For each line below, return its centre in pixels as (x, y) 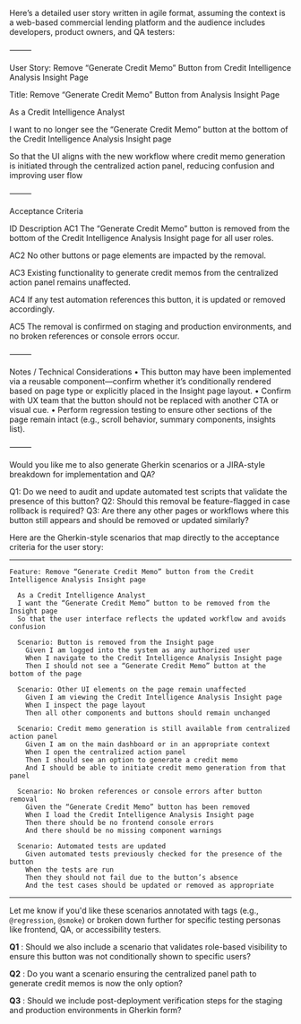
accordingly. (32, 309)
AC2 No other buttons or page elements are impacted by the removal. (138, 255)
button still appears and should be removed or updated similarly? (129, 520)
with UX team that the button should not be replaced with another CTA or (144, 400)
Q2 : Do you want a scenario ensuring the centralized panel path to (133, 974)
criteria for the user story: (56, 547)
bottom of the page (46, 674)
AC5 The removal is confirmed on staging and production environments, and (150, 327)
